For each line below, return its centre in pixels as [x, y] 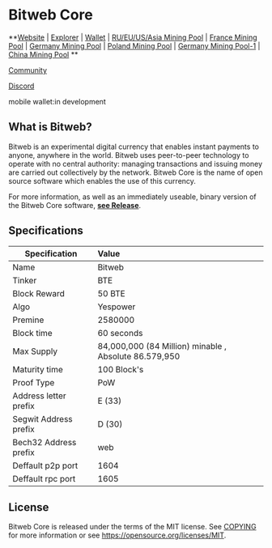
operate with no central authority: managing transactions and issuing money [136, 164]
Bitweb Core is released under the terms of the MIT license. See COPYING [132, 527]
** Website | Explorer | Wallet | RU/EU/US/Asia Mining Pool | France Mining [133, 37]
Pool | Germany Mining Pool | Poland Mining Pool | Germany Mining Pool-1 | [134, 45]
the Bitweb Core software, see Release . [75, 205]
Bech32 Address [45, 442]
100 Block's [121, 369]
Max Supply [35, 351]
